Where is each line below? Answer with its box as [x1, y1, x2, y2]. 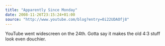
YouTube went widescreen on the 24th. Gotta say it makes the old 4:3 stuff [5, 31, 160, 37]
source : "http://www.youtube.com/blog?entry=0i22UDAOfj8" [5, 17, 129, 22]
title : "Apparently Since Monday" [5, 7, 78, 13]
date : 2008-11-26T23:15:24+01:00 [5, 12, 75, 17]
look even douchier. [5, 36, 46, 42]
